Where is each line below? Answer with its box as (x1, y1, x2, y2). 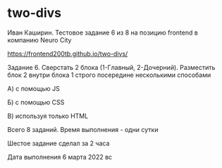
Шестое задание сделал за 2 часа (7, 139, 110, 148)
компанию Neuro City (7, 35, 72, 44)
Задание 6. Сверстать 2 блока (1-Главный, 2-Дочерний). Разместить (7, 63, 216, 71)
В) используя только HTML (7, 112, 89, 120)
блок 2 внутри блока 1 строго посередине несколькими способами (7, 71, 211, 79)
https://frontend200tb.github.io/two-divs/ (7, 49, 128, 58)
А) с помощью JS (7, 84, 60, 92)
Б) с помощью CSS (7, 97, 65, 107)
